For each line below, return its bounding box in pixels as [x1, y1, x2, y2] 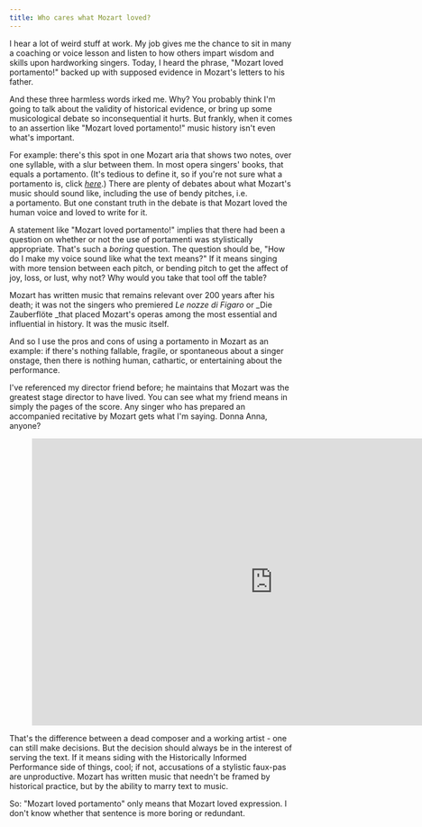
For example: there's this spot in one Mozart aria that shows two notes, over [9, 150, 292, 160]
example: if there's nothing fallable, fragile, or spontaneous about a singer [9, 345, 284, 356]
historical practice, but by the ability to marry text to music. [9, 780, 229, 791]
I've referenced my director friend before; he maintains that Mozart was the [9, 382, 290, 393]
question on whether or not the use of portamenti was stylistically [9, 233, 253, 244]
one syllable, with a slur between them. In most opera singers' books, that [9, 159, 284, 169]
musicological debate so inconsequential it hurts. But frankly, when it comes [9, 113, 293, 123]
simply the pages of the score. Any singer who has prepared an [9, 401, 246, 412]
